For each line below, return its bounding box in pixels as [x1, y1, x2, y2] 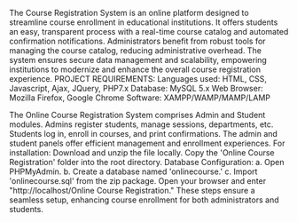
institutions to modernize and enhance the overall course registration [9, 64, 262, 75]
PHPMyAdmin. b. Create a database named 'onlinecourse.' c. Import [9, 166, 258, 177]
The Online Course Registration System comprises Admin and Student [9, 110, 266, 120]
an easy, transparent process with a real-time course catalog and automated [9, 27, 289, 36]
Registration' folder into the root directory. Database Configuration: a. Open [9, 157, 285, 167]
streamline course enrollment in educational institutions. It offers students [9, 17, 278, 28]
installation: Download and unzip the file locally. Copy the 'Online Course [9, 147, 275, 158]
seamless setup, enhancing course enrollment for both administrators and [9, 194, 279, 205]
